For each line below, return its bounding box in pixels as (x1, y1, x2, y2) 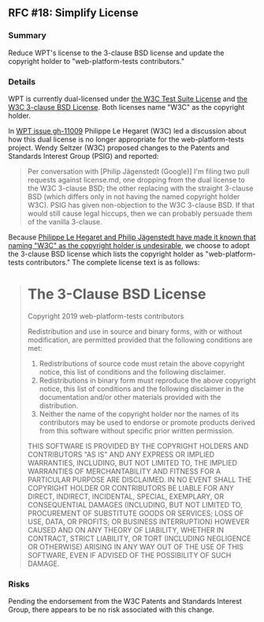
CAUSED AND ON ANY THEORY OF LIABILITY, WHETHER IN (27, 525, 225, 534)
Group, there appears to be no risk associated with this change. (8, 605, 215, 615)
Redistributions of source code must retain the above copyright (39, 359, 245, 368)
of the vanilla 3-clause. (27, 217, 102, 226)
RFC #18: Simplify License (8, 6, 139, 20)
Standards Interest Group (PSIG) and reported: (8, 151, 159, 160)
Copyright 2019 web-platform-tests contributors (27, 311, 184, 321)
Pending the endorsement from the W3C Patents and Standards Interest (8, 597, 242, 606)
